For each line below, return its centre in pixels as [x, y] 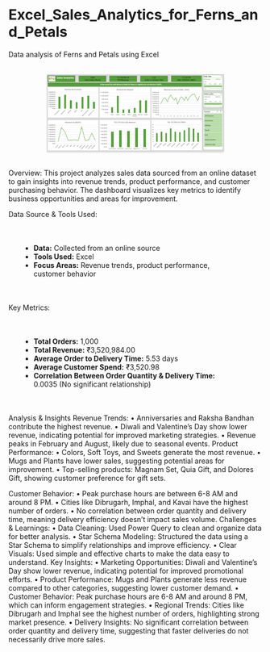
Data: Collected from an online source [97, 248]
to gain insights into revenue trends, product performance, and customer [129, 181]
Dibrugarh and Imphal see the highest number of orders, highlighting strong [134, 613]
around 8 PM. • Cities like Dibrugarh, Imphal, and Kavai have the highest [128, 502]
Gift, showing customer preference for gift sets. [87, 478]
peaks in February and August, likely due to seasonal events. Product [123, 443]
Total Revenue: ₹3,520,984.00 [84, 349]
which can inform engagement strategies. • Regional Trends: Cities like [126, 605]
